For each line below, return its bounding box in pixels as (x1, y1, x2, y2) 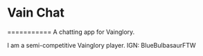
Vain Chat (7, 5, 64, 21)
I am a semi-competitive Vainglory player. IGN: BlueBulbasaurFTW (7, 41, 196, 49)
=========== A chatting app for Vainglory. (7, 28, 135, 36)
